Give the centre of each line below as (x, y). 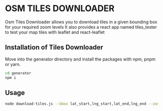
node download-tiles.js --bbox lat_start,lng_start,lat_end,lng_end (76, 104)
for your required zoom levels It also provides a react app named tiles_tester (81, 27)
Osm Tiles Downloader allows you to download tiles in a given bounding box (81, 22)
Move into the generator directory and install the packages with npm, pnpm (80, 59)
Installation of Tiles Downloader (54, 47)
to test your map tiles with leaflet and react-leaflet (55, 32)
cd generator (18, 73)
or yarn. (13, 64)
